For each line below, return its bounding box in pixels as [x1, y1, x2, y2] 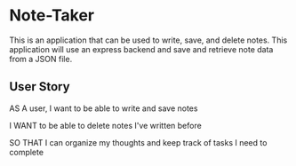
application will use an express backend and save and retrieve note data [9, 43, 274, 54]
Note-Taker [9, 5, 95, 26]
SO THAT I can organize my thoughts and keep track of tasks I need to [9, 137, 268, 147]
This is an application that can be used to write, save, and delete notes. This [9, 35, 288, 45]
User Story [9, 79, 70, 94]
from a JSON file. [9, 53, 73, 64]
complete [9, 146, 44, 157]
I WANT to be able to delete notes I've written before [9, 120, 202, 130]
